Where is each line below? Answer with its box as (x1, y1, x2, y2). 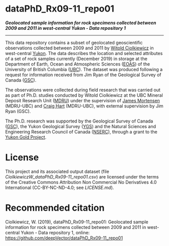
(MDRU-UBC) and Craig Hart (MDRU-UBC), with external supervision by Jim (5, 103, 163, 109)
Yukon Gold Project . (5, 134, 47, 140)
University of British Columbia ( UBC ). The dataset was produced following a (5, 66, 163, 72)
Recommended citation (5, 202, 105, 214)
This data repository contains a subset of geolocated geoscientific (5, 39, 143, 45)
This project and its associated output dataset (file (5, 168, 110, 174)
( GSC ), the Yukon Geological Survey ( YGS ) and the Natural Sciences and (5, 123, 156, 129)
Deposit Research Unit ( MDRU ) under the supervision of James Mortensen (5, 97, 160, 103)
